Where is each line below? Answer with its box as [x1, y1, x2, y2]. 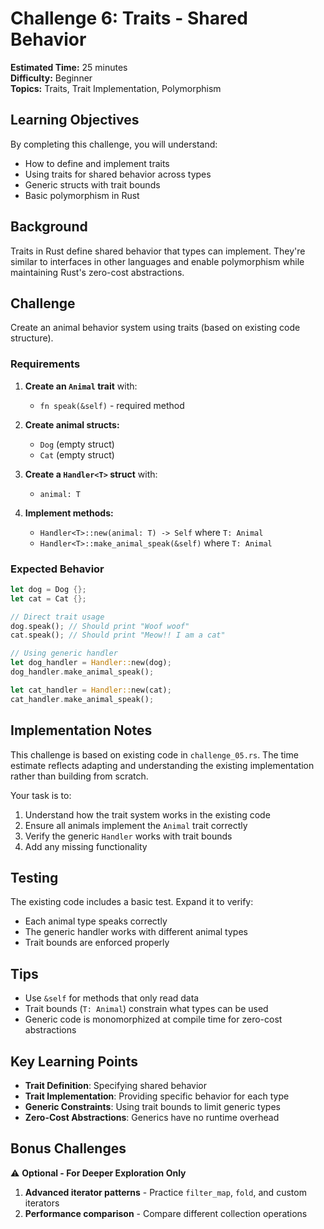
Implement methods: [24, 507, 114, 519]
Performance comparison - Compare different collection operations [24, 1207, 308, 1219]
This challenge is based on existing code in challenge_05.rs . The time [10, 748, 299, 761]
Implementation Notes [10, 722, 153, 739]
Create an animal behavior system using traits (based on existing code [10, 322, 301, 334]
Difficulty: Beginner [10, 72, 93, 84]
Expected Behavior [10, 562, 105, 576]
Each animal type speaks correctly [24, 915, 168, 927]
